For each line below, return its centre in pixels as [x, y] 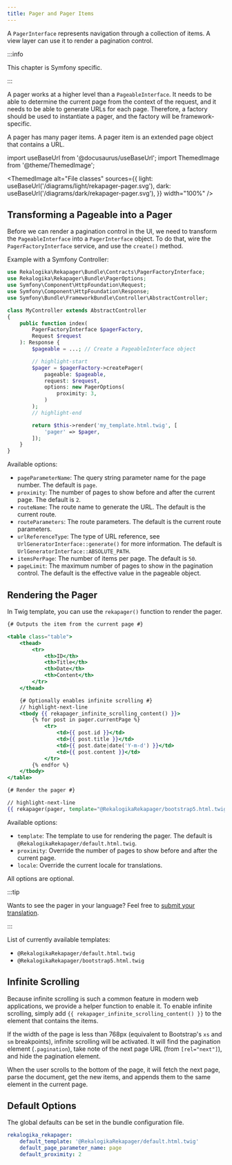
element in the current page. [48, 1084]
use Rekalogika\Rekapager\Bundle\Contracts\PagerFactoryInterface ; [106, 272]
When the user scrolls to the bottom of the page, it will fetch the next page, [114, 1070]
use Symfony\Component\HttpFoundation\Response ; [78, 292]
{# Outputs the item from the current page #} [75, 624]
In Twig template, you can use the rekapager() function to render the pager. [115, 612]
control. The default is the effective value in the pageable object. [109, 573]
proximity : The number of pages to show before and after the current [116, 492]
